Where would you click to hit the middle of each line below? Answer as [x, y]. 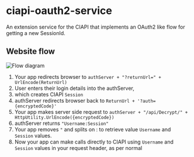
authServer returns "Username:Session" [62, 123]
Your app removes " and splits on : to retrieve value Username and [93, 129]
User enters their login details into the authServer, [74, 88]
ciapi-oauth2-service [59, 11]
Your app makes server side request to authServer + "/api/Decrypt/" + [101, 111]
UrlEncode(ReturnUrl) [41, 82]
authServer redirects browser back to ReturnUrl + [75, 100]
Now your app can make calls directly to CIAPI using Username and [94, 142]
